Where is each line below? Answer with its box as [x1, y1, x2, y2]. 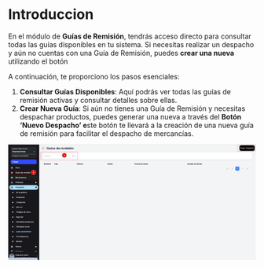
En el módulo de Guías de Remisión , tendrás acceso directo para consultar [8, 31, 251, 41]
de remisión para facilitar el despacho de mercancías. [19, 128, 194, 138]
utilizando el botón [8, 57, 68, 66]
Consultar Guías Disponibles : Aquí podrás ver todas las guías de [19, 86, 232, 96]
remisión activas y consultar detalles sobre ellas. [19, 95, 178, 105]
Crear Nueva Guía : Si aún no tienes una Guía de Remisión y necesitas [19, 104, 246, 113]
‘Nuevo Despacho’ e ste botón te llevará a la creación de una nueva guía [19, 120, 254, 130]
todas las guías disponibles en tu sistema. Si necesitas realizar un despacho [8, 39, 255, 49]
